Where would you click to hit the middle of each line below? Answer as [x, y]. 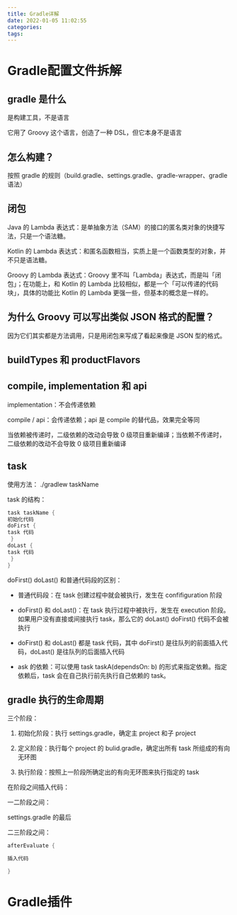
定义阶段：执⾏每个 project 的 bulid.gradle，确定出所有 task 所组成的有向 [124, 749]
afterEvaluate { [31, 846]
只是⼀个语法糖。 [44, 236]
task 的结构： [27, 499]
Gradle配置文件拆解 [65, 71]
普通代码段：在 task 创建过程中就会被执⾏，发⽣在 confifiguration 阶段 [120, 595]
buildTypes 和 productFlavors [74, 360]
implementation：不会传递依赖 [52, 404]
